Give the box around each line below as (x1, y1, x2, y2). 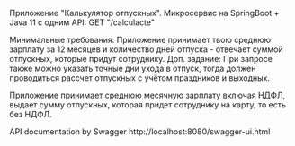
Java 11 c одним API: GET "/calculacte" (9, 17, 156, 28)
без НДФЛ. (9, 109, 52, 119)
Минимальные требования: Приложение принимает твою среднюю (9, 35, 272, 45)
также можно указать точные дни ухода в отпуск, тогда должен (9, 63, 256, 73)
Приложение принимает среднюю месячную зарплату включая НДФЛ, (9, 90, 286, 100)
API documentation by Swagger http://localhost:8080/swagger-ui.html (9, 126, 271, 137)
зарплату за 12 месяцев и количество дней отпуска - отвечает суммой (9, 44, 283, 55)
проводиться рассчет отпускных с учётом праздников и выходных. (9, 73, 270, 83)
